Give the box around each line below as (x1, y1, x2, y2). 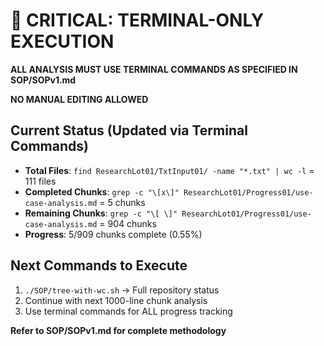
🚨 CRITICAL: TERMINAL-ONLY (10, 9, 265, 32)
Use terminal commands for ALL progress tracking (24, 305, 233, 317)
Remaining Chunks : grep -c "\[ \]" (24, 207, 178, 219)
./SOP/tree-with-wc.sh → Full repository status (24, 284, 220, 296)
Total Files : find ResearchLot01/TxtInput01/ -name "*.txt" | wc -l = (24, 164, 315, 176)
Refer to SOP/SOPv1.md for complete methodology (10, 324, 227, 336)
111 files (24, 175, 57, 187)
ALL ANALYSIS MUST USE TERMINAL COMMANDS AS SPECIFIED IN (10, 63, 298, 75)
